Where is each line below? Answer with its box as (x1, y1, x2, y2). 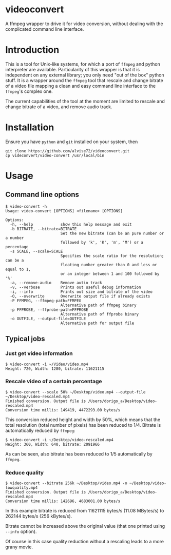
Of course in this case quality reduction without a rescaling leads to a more (5, 539, 164, 545)
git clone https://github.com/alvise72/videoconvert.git (5, 148, 130, 153)
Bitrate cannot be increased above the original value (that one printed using (5, 523, 165, 529)
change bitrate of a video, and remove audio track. (5, 104, 112, 110)
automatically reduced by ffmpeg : (5, 427, 75, 433)
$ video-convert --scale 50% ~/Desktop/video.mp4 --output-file (5, 389, 146, 394)
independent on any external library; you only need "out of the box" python (5, 72, 164, 78)
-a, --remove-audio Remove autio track (10, 280, 102, 285)
